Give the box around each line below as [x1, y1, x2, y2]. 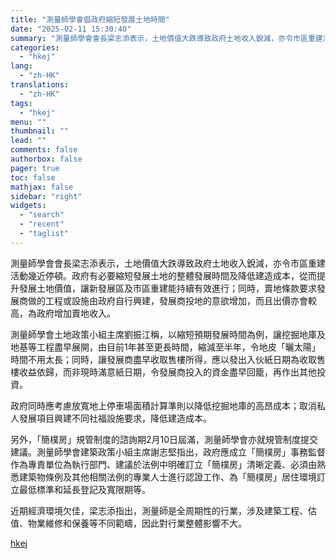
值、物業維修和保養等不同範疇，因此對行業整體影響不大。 [10, 517, 247, 529]
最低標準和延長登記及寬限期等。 [18, 483, 151, 495]
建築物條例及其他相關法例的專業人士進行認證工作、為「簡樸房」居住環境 [18, 471, 317, 483]
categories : [10, 42, 60, 53]
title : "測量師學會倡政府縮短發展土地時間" [10, 14, 170, 25]
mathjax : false [10, 182, 74, 192]
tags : [10, 98, 33, 108]
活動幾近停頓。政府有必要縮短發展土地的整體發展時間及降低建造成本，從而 [10, 269, 317, 281]
